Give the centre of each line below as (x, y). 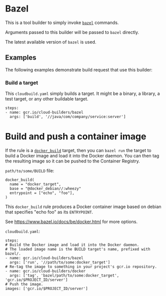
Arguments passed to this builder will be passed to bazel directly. (72, 32)
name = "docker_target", (35, 184)
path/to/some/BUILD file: (30, 170)
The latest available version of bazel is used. (51, 42)
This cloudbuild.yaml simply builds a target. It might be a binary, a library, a (83, 93)
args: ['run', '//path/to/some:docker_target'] (60, 262)
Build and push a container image (76, 137)
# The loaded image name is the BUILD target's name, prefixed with (78, 249)
